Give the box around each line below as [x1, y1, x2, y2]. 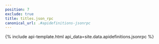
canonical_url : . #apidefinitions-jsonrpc [5, 20, 91, 26]
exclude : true [5, 12, 34, 16]
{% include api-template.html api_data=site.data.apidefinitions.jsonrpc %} [5, 34, 154, 40]
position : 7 [5, 7, 29, 12]
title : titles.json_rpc [5, 16, 54, 21]
